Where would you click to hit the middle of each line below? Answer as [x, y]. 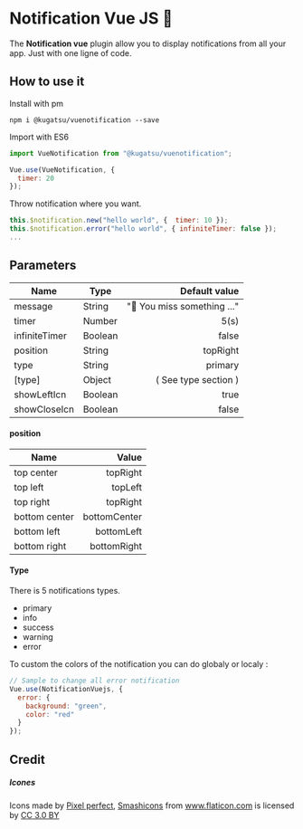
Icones [23, 783]
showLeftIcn [40, 395]
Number [100, 320]
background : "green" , [66, 706]
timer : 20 [36, 178]
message [33, 306]
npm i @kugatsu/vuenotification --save [85, 120]
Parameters [43, 266]
